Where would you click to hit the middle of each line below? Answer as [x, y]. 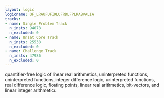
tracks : [13, 19]
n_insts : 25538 [25, 42]
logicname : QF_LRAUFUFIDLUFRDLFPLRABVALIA [50, 14]
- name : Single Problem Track [36, 24]
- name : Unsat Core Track [32, 38]
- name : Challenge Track [31, 51]
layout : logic [20, 10]
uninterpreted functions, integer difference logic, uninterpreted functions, [80, 80]
